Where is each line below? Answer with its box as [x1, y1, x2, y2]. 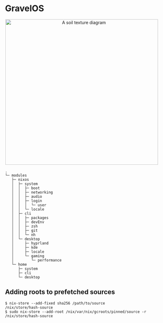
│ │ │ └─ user [11, 202, 47, 208]
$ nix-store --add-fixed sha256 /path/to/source [5, 301, 105, 306]
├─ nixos [11, 177, 29, 182]
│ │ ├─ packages [11, 215, 49, 220]
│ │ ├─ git [11, 228, 38, 233]
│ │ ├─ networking [11, 190, 53, 194]
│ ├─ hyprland [11, 241, 49, 245]
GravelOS [5, 3, 45, 14]
